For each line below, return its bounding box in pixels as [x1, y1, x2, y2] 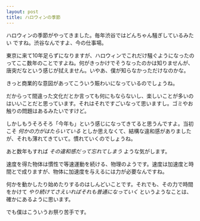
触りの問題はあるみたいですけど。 [6, 107, 90, 114]
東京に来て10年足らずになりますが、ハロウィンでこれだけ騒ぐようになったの [6, 52, 195, 59]
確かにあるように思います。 [6, 195, 74, 202]
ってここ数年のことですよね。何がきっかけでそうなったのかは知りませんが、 [6, 59, 194, 66]
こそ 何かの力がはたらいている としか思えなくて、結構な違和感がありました [6, 127, 192, 135]
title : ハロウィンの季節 [6, 14, 61, 20]
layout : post [6, 8, 39, 15]
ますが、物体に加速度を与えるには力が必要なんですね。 [32, 168, 168, 175]
